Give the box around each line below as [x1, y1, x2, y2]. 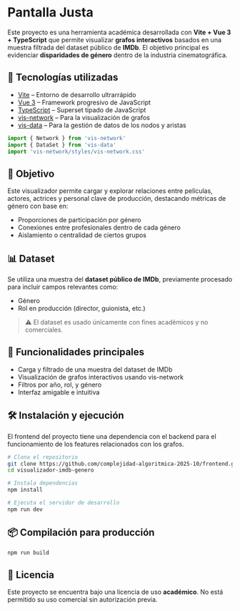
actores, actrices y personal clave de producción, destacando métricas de [7, 194, 226, 203]
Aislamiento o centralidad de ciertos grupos [17, 231, 146, 239]
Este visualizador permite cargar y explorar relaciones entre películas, [7, 187, 213, 195]
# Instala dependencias [7, 480, 79, 487]
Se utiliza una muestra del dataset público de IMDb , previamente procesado [7, 275, 233, 283]
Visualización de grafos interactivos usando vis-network [17, 372, 184, 381]
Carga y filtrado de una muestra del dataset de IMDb [17, 365, 173, 374]
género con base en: [7, 202, 69, 211]
